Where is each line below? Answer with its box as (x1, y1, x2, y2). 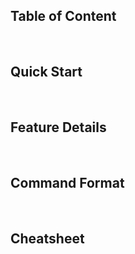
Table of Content (10, 8, 117, 25)
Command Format (10, 174, 125, 191)
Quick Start (10, 64, 83, 81)
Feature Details (10, 119, 107, 136)
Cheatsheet (10, 230, 85, 247)
